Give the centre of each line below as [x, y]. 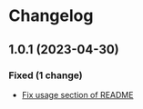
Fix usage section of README [77, 94]
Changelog [51, 16]
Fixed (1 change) [46, 75]
